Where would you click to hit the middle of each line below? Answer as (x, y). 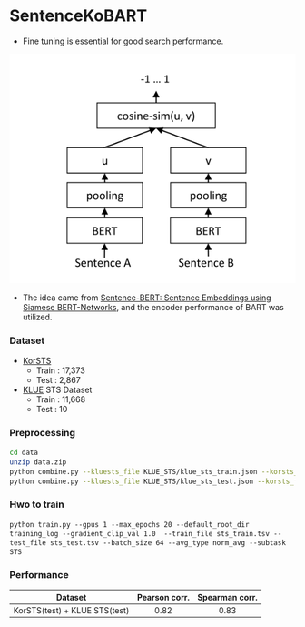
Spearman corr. (228, 597)
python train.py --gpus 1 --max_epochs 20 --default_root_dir (129, 524)
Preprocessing (42, 432)
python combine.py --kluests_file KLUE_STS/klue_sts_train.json (133, 471)
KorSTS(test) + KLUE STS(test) (71, 610)
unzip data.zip (38, 462)
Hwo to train (37, 504)
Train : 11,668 (61, 399)
